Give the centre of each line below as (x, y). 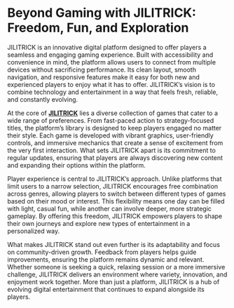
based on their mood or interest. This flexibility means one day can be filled (116, 201)
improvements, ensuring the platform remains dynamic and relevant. (106, 259)
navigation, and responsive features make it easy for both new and (103, 77)
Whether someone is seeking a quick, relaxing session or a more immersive (116, 267)
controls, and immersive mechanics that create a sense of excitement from (115, 142)
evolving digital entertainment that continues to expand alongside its (106, 289)
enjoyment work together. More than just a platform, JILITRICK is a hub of (113, 281)
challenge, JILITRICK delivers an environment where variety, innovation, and (117, 274)
